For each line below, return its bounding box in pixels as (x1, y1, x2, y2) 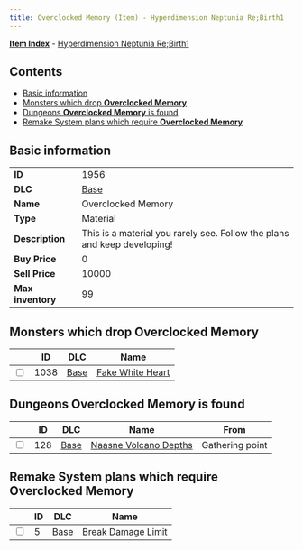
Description (14, 233, 66, 245)
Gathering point (201, 438, 268, 451)
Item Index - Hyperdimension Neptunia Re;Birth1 (9, 38, 189, 49)
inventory (14, 294, 57, 307)
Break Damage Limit (82, 525, 169, 537)
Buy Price (14, 253, 57, 266)
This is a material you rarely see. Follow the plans (81, 227, 289, 240)
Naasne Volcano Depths (90, 438, 194, 451)
